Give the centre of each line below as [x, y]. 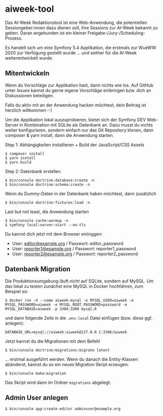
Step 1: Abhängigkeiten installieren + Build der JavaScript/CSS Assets [75, 145]
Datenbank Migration [38, 269]
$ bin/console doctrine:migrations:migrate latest [57, 350]
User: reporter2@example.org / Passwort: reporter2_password [75, 254]
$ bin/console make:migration [36, 373]
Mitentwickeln [27, 74]
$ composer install [25, 153]
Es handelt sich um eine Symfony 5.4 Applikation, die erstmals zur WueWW [81, 47]
